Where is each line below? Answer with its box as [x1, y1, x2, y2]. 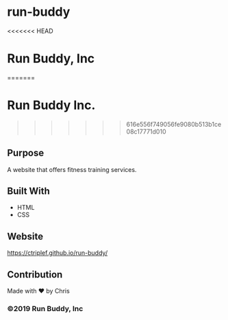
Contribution [7, 269, 63, 280]
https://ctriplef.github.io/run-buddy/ [7, 249, 108, 257]
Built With [7, 186, 50, 197]
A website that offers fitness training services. [7, 165, 137, 173]
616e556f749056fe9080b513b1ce [126, 120, 222, 128]
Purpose [7, 147, 45, 159]
